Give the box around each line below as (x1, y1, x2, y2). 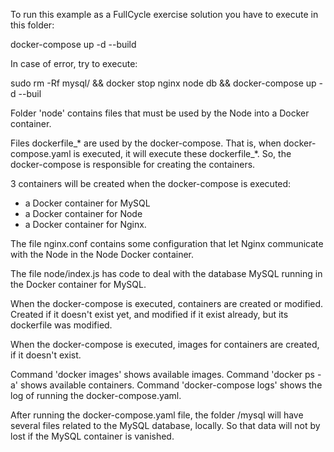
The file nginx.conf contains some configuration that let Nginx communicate (10, 238, 324, 249)
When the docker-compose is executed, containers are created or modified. (10, 298, 324, 309)
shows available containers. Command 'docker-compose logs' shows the (19, 379, 323, 391)
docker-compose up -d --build (10, 39, 137, 50)
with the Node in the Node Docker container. (10, 249, 195, 260)
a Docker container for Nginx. (24, 219, 147, 230)
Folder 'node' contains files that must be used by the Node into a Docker (10, 107, 310, 119)
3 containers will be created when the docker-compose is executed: (10, 178, 292, 189)
